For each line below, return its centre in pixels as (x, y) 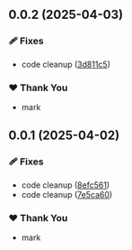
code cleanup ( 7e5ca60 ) (67, 194)
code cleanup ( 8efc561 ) (65, 185)
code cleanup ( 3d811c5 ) (66, 64)
